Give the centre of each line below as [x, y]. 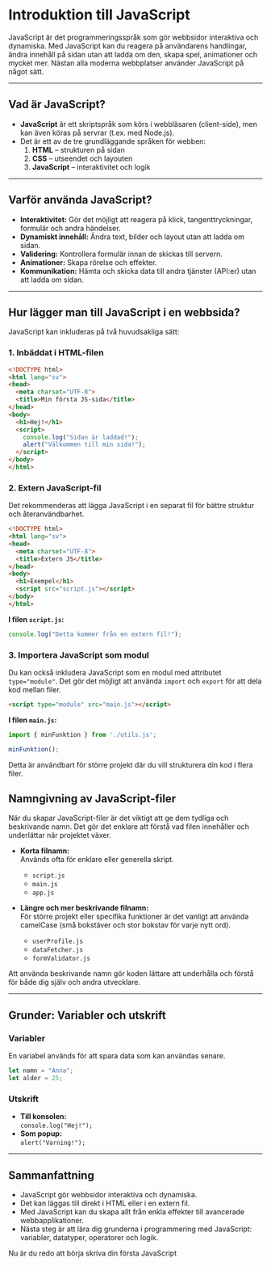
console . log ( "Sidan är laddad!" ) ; [81, 437]
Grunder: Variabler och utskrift [88, 1015]
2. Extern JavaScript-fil [55, 488]
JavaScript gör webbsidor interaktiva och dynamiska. [108, 1194]
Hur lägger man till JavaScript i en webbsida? [124, 312]
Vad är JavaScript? [57, 105]
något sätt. [26, 71]
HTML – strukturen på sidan [78, 149]
